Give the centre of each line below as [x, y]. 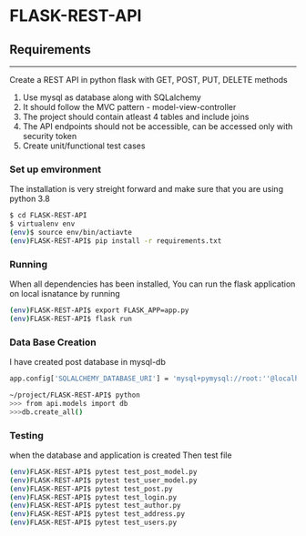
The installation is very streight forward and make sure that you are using [147, 189]
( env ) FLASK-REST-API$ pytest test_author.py [95, 506]
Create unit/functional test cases [84, 146]
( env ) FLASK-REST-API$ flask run [71, 319]
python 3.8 [30, 199]
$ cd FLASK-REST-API [49, 216]
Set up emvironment [56, 169]
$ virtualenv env [42, 224]
